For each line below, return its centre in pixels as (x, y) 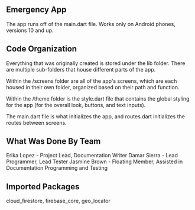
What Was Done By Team (53, 141)
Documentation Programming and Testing (57, 168)
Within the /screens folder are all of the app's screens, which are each (92, 81)
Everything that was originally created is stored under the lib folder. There (96, 63)
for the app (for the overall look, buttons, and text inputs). (76, 105)
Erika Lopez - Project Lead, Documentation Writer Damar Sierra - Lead (92, 156)
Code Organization (42, 49)
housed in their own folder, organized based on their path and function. (93, 87)
